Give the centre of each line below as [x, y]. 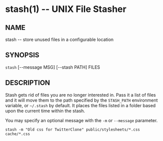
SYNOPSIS [22, 55]
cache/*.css [18, 134]
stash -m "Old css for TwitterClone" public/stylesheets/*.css [73, 130]
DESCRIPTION [28, 83]
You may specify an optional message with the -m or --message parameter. [81, 120]
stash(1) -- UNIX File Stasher [66, 9]
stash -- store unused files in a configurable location [59, 39]
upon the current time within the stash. [45, 111]
